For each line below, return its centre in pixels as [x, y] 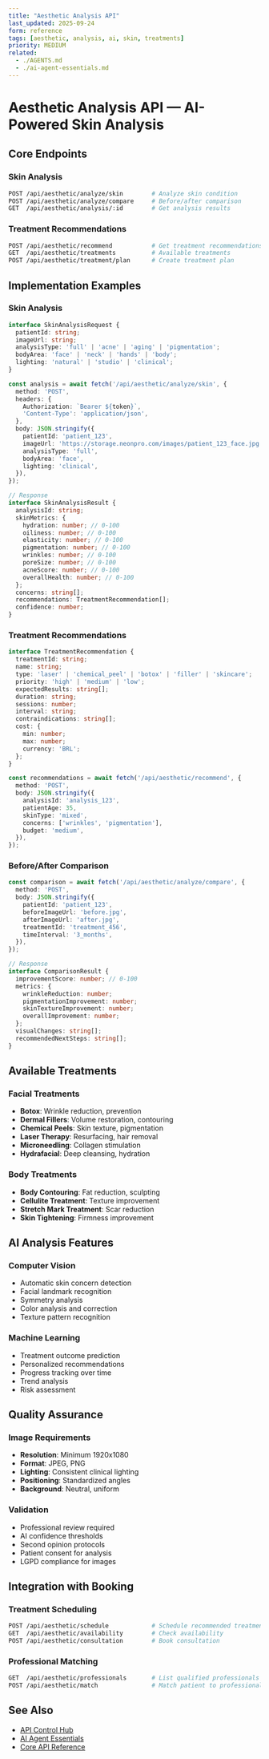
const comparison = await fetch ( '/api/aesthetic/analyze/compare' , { [127, 883]
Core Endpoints [48, 154]
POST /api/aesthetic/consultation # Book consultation [114, 1641]
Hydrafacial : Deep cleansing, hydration [85, 1154]
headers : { [34, 399]
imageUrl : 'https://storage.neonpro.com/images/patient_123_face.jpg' [143, 443]
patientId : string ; [48, 332]
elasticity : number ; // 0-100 [73, 540]
